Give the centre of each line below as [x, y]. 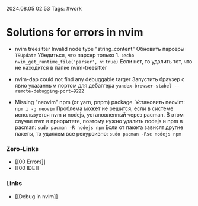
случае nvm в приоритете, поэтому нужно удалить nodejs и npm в [99, 121]
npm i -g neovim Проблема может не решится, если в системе [94, 108]
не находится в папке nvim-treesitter [61, 67]
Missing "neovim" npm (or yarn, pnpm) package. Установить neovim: [100, 102]
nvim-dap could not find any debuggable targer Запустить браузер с [100, 79]
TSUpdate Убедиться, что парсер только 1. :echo [74, 55]
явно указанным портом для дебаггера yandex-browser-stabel [93, 85]
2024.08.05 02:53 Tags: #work [44, 9]
